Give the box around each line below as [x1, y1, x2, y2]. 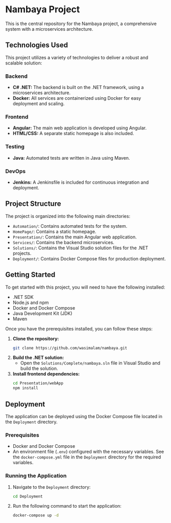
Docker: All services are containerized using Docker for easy [12, 95, 141, 101]
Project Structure [5, 200, 61, 208]
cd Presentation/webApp [12, 381, 64, 386]
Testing [5, 143, 25, 150]
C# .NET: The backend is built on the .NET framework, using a [12, 84, 144, 91]
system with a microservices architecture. [5, 26, 93, 32]
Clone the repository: [12, 335, 59, 341]
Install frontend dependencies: [12, 371, 80, 377]
